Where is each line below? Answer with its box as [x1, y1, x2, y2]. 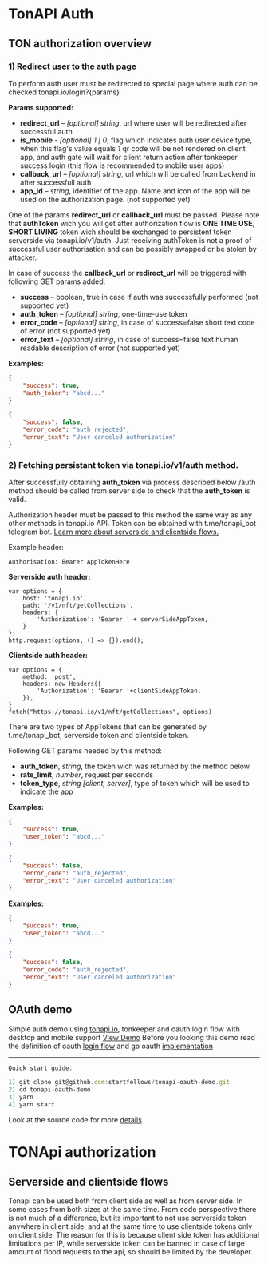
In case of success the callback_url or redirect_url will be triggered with [8, 268, 247, 277]
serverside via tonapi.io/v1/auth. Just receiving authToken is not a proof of [8, 235, 252, 245]
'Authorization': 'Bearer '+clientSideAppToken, [37, 687, 202, 696]
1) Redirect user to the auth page [8, 61, 137, 72]
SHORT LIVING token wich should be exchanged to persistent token [8, 227, 233, 237]
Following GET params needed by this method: [8, 746, 162, 756]
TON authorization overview [8, 37, 152, 50]
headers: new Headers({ [22, 680, 102, 688]
